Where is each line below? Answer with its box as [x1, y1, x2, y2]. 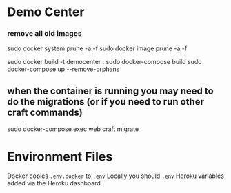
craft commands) [7, 106, 83, 118]
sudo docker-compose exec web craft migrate [7, 125, 139, 133]
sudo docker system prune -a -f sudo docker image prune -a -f [7, 44, 188, 52]
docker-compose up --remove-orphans [7, 65, 120, 73]
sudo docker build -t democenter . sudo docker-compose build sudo [7, 58, 202, 66]
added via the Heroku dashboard [7, 179, 101, 187]
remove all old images [7, 29, 82, 39]
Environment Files [7, 149, 113, 165]
